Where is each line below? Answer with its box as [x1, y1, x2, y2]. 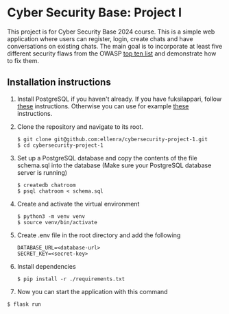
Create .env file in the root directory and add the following [16, 231, 181, 239]
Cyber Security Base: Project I [7, 5, 182, 21]
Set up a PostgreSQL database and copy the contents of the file [16, 154, 197, 162]
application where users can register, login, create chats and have [7, 34, 193, 43]
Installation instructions [7, 77, 111, 88]
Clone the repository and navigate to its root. [16, 122, 144, 131]
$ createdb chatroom [16, 182, 76, 189]
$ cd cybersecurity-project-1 [16, 142, 104, 149]
